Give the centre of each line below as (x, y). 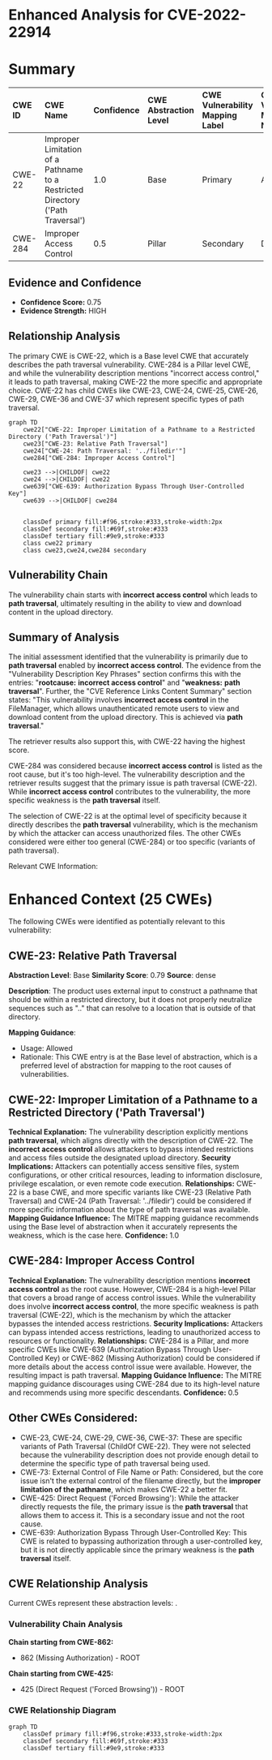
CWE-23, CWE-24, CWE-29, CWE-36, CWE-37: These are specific (131, 1437)
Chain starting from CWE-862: (61, 1642)
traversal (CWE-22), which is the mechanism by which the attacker (120, 1315)
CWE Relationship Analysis (78, 1584)
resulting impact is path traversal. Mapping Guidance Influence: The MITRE (135, 1375)
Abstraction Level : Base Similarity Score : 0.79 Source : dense (112, 975)
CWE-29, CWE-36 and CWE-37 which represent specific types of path (126, 398)
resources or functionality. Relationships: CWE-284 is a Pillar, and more (129, 1340)
